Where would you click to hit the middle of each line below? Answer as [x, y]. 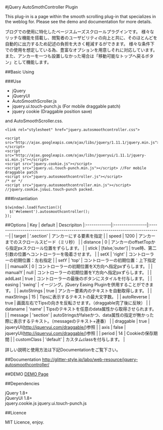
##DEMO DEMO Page [27, 374]
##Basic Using [20, 72]
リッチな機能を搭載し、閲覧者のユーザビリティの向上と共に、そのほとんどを [81, 38]
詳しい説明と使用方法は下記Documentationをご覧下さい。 [63, 350]
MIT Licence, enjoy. [25, 422]
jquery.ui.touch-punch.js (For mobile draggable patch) [66, 106]
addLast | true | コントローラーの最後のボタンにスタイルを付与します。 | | [78, 279]
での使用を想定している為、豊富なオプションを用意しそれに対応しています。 [81, 50]
